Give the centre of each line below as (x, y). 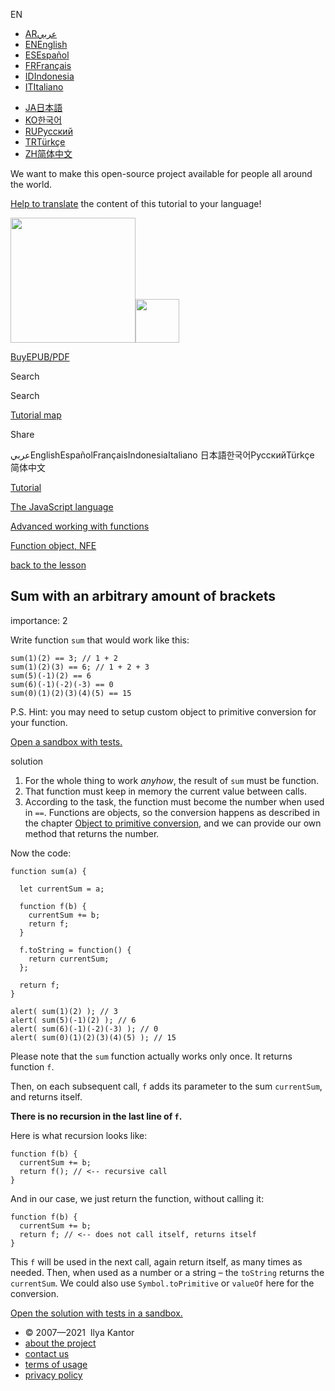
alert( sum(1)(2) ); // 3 (64, 1011)
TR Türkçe (45, 142)
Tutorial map (36, 415)
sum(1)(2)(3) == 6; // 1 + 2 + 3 (80, 667)
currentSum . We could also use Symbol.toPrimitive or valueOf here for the (162, 1283)
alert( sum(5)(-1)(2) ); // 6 (73, 1020)
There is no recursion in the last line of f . (96, 1116)
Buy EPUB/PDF (40, 357)
